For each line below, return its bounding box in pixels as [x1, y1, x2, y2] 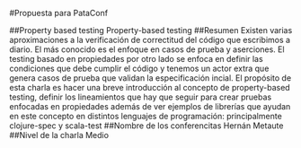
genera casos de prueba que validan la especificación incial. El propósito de [9, 73, 292, 83]
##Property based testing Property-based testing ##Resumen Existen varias [9, 25, 293, 35]
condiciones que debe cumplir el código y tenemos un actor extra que [9, 63, 270, 74]
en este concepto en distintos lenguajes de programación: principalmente [9, 111, 283, 121]
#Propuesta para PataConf [9, 8, 109, 18]
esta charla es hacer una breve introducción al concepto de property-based [9, 83, 290, 92]
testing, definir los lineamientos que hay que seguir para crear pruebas [9, 91, 272, 102]
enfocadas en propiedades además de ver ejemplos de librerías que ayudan [9, 101, 291, 111]
